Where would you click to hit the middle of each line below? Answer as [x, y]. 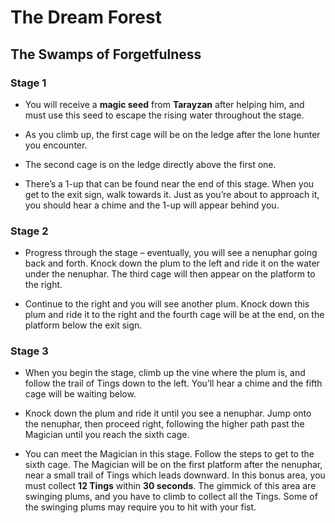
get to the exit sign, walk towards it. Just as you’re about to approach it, [172, 194]
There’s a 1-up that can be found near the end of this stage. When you [169, 183]
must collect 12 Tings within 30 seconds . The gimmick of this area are [170, 486]
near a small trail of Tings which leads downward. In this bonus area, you [175, 475]
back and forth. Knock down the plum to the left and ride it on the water [172, 263]
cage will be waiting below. [80, 394]
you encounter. [56, 145]
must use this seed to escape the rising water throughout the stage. [164, 115]
